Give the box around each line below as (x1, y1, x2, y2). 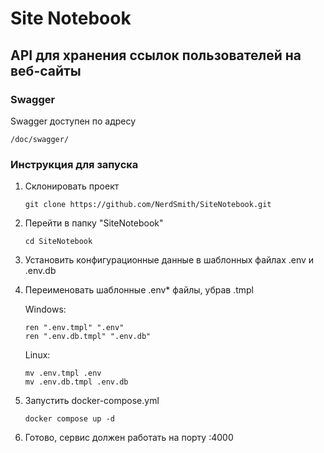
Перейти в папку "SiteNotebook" (24, 217, 164, 229)
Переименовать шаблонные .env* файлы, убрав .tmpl (24, 284, 254, 296)
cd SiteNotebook (24, 237, 93, 247)
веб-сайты (10, 62, 82, 79)
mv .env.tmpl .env (24, 368, 102, 379)
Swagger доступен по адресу (10, 115, 137, 127)
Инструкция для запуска (10, 157, 139, 171)
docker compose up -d (24, 414, 115, 424)
